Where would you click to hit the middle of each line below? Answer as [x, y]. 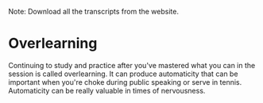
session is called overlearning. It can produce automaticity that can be [123, 74]
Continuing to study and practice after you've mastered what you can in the [132, 65]
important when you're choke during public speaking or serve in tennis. [125, 82]
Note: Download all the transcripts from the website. [93, 11]
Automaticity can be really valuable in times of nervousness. [107, 90]
